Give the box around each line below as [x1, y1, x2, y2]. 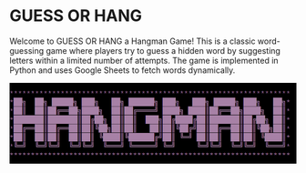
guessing [9, 45, 45, 56]
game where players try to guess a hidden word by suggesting [45, 45, 280, 56]
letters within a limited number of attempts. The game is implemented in [9, 55, 280, 66]
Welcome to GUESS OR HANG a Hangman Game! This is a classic [9, 36, 256, 46]
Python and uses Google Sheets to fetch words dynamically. [9, 65, 236, 76]
